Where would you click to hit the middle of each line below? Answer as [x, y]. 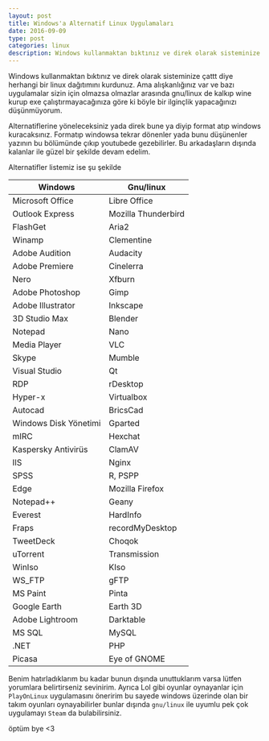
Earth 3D [125, 606]
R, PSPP [123, 476]
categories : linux [39, 46]
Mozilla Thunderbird [146, 214]
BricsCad [126, 410]
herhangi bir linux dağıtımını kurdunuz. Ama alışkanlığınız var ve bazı [121, 85]
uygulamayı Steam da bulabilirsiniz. [65, 713]
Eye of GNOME [137, 659]
